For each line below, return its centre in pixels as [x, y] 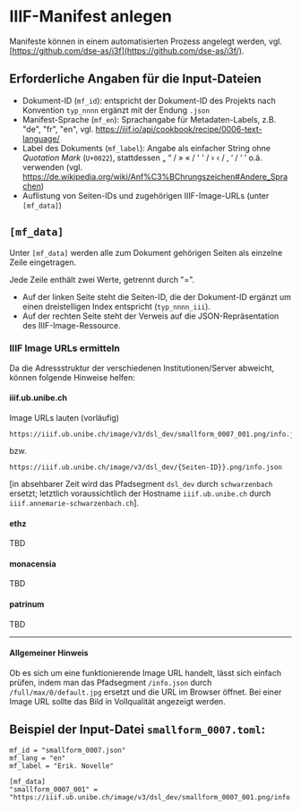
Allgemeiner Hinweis [49, 653]
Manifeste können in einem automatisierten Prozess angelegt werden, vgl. [146, 41]
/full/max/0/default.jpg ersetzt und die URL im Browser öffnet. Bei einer [146, 692]
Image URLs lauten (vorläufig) [64, 418]
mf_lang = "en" [38, 758]
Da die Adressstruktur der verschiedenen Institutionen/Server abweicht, [142, 368]
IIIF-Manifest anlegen [91, 17]
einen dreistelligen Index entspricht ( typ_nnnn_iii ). [116, 306]
